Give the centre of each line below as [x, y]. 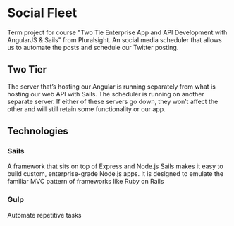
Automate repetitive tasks [44, 215]
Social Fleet [42, 13]
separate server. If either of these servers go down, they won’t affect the [113, 101]
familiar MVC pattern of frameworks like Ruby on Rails [86, 182]
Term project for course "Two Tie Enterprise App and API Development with [117, 32]
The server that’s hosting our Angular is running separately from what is [112, 87]
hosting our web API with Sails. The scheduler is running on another [106, 94]
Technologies [38, 131]
